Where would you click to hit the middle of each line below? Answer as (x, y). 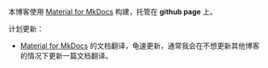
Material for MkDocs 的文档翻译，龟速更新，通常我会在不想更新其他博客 (140, 46)
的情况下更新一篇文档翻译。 (66, 56)
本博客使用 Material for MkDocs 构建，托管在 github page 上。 (113, 12)
